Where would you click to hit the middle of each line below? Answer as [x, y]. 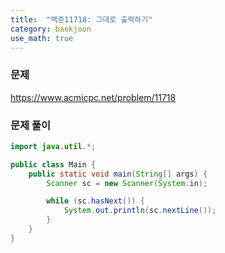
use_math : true [42, 38]
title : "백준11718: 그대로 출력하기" [81, 19]
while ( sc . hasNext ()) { [95, 201]
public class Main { [53, 164]
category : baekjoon [51, 29]
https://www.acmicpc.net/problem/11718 [93, 97]
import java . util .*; [53, 146]
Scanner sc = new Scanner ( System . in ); [127, 183]
